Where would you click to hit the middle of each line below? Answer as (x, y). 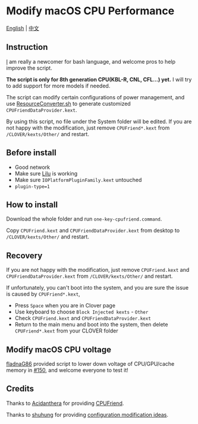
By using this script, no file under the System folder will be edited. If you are (99, 121)
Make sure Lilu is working (46, 173)
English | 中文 (23, 28)
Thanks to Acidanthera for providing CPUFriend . (65, 403)
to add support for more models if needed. (58, 86)
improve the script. (29, 68)
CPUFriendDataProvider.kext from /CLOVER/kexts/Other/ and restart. (89, 276)
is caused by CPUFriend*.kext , (43, 294)
